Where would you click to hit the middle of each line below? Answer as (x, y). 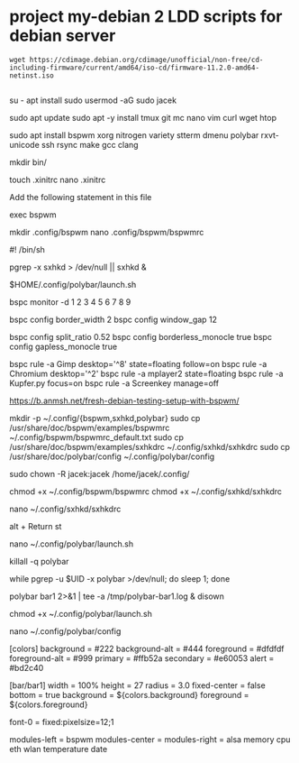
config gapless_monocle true (63, 346)
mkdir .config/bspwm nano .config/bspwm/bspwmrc (107, 232)
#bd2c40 (27, 667)
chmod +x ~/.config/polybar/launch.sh (81, 613)
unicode (25, 144)
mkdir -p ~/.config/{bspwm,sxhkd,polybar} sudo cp (105, 418)
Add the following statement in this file (81, 197)
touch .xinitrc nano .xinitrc (58, 179)
